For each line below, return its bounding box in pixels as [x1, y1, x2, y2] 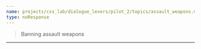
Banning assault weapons [20, 30, 85, 37]
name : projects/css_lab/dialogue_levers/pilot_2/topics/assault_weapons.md [6, 8, 199, 15]
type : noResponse [6, 14, 50, 20]
